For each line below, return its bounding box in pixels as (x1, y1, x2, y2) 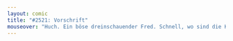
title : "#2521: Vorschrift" (7, 17, 89, 24)
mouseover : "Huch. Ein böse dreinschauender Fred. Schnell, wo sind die (7, 23, 222, 30)
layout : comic (7, 10, 49, 17)
